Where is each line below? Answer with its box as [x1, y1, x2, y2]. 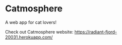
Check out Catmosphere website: [5, 29, 73, 35]
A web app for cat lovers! [5, 19, 57, 25]
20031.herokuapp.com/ [5, 34, 53, 40]
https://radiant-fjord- [74, 29, 118, 35]
